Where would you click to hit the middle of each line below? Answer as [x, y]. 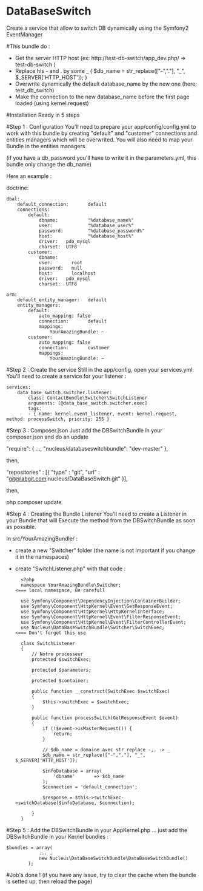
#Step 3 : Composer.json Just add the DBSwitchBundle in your [84, 430]
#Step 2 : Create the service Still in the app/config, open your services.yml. [100, 369]
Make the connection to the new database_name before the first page [102, 97]
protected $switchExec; [62, 659]
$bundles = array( [29, 848]
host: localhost [67, 273]
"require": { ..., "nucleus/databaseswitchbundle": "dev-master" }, [87, 448]
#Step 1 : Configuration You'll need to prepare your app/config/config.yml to [101, 126]
